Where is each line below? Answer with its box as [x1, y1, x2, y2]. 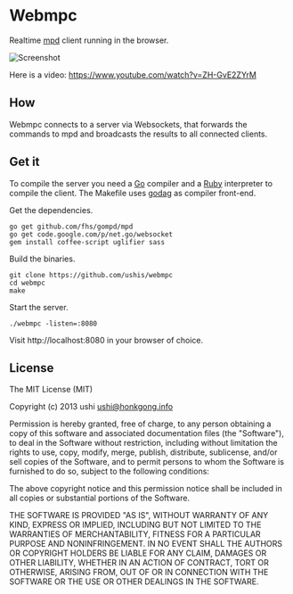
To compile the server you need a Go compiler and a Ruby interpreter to [9, 177, 273, 188]
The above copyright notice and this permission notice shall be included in [9, 483, 282, 494]
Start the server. [9, 301, 69, 312]
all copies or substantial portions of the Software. [9, 492, 190, 504]
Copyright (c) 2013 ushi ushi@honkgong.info [9, 401, 174, 412]
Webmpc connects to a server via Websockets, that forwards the [9, 119, 248, 129]
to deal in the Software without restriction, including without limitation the [9, 438, 278, 449]
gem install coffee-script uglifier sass [9, 237, 166, 246]
